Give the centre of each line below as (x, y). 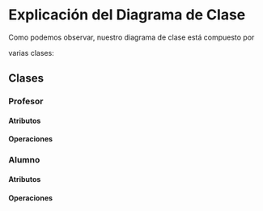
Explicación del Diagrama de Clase (127, 15)
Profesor (26, 101)
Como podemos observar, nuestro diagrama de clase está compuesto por (131, 37)
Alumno (24, 160)
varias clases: (31, 53)
